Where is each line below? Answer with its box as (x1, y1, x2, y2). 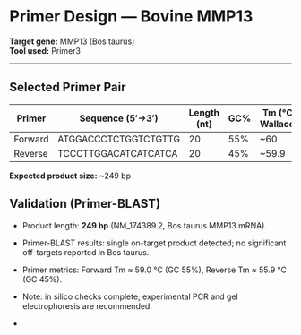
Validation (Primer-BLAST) (9, 196, 161, 211)
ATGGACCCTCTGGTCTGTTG (57, 133, 181, 145)
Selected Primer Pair (9, 80, 126, 95)
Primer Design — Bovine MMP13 (9, 6, 254, 27)
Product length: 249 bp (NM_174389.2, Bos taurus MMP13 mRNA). (21, 219, 267, 230)
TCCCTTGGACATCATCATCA (57, 147, 178, 159)
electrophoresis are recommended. (21, 300, 152, 311)
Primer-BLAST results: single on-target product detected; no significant (21, 237, 287, 248)
